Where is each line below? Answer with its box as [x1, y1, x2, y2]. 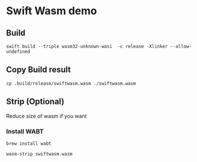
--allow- [170, 43, 192, 49]
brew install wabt [6, 141, 51, 147]
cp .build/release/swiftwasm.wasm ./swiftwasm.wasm [6, 80, 136, 87]
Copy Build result [6, 65, 71, 75]
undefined [6, 49, 31, 55]
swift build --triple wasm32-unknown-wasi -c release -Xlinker [6, 43, 168, 49]
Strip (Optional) [6, 97, 64, 107]
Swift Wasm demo [6, 4, 98, 18]
